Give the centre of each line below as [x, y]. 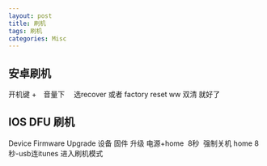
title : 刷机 [27, 23]
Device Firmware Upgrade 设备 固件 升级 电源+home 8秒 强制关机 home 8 [133, 143]
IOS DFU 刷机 [42, 122]
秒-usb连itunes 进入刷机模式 [56, 153]
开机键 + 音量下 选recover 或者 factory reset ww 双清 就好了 [114, 95]
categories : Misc [38, 38]
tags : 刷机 [25, 31]
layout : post [30, 16]
